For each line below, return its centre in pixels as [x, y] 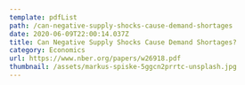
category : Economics [48, 50]
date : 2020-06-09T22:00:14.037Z [69, 34]
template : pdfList [43, 17]
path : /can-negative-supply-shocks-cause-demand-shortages [121, 26]
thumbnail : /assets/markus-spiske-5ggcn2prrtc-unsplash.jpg [123, 67]
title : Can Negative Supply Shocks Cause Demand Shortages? [123, 42]
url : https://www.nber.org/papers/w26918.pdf [95, 58]
